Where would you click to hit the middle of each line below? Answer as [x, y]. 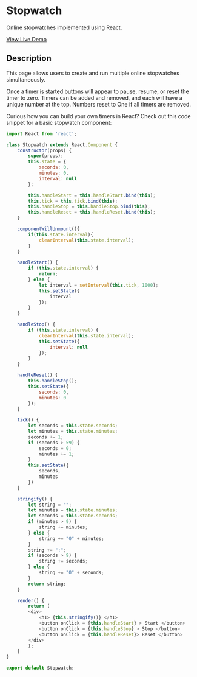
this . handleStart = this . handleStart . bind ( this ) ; [92, 195]
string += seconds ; [63, 561]
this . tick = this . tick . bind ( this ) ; [73, 201]
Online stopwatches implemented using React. [64, 27]
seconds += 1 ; [46, 437]
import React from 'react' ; [42, 134]
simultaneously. [26, 79]
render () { [31, 600]
